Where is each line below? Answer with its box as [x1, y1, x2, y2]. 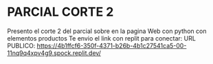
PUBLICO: [7, 41, 36, 50]
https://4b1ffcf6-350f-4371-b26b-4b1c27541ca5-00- [36, 41, 187, 50]
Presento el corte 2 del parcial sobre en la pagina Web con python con [7, 27, 207, 35]
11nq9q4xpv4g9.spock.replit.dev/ [7, 49, 102, 57]
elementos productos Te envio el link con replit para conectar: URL [7, 34, 196, 42]
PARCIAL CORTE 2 [7, 4, 114, 20]
